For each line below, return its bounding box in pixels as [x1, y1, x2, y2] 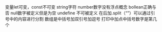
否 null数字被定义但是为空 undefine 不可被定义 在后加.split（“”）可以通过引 [5, 10, 155, 16]
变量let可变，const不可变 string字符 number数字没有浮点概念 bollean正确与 [5, 4, 157, 10]
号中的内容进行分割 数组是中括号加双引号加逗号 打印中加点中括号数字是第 [5, 16, 153, 21]
